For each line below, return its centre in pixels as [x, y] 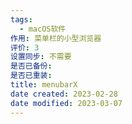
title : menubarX [44, 85]
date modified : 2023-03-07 [66, 103]
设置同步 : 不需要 [41, 57]
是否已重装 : [31, 76]
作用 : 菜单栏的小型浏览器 [56, 38]
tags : [21, 19]
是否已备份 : [31, 66]
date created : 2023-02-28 [64, 94]
